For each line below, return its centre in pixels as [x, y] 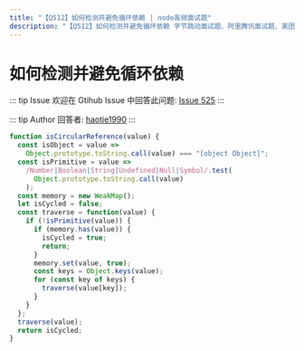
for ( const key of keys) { [84, 280]
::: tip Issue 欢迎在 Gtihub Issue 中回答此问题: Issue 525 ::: [117, 100]
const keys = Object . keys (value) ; [99, 271]
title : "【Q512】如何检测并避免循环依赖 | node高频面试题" [111, 18]
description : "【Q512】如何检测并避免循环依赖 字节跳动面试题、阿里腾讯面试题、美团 [152, 26]
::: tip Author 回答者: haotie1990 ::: [73, 119]
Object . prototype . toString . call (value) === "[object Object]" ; [147, 154]
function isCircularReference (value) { [85, 137]
